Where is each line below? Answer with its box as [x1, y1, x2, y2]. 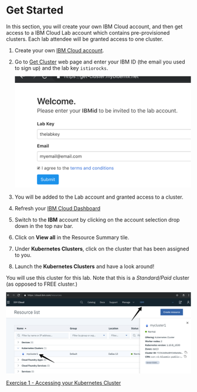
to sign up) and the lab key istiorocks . [14, 64, 108, 71]
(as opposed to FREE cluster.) [6, 280, 78, 288]
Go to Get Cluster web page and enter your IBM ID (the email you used [14, 58, 186, 65]
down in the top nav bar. [14, 223, 73, 230]
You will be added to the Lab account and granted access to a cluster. [14, 193, 184, 200]
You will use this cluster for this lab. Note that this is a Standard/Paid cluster [6, 274, 189, 282]
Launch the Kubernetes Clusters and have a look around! [14, 263, 154, 270]
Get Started [6, 4, 63, 17]
